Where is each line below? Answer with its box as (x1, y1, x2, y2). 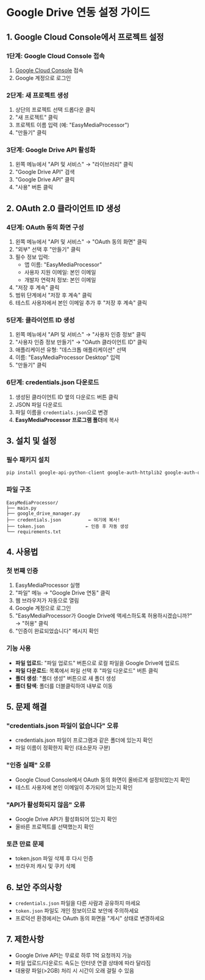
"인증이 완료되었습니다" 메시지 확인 (15, 627, 99, 635)
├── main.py (6, 505, 37, 511)
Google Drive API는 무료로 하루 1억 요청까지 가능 (15, 951, 132, 959)
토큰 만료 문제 (6, 840, 45, 848)
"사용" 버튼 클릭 (15, 184, 53, 191)
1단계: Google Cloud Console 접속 (6, 51, 105, 60)
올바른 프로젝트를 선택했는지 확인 (15, 822, 94, 830)
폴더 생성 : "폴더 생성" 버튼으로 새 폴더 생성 (15, 674, 116, 681)
